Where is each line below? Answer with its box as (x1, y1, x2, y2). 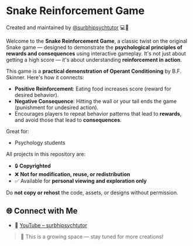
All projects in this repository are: (6, 150, 86, 157)
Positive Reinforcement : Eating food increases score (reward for (14, 85, 171, 92)
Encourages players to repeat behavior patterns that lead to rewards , (14, 110, 182, 117)
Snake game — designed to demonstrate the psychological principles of (6, 43, 182, 50)
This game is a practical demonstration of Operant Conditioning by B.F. (6, 68, 182, 75)
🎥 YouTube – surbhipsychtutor (14, 221, 88, 228)
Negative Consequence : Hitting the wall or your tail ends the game (14, 97, 177, 105)
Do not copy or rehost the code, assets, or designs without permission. (6, 189, 178, 196)
